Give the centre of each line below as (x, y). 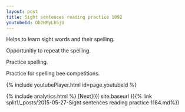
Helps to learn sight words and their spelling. (60, 39)
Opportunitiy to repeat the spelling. (49, 51)
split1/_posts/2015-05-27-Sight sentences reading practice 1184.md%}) (93, 103)
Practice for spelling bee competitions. (53, 74)
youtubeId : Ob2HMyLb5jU (35, 22)
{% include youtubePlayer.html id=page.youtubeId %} (72, 85)
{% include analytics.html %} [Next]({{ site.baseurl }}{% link (79, 96)
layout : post (22, 11)
